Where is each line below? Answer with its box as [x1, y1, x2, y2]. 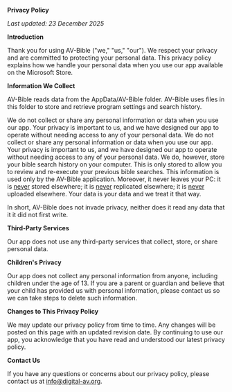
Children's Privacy [7, 258, 62, 266]
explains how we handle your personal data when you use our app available [7, 61, 224, 69]
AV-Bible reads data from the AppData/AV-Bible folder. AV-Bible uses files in [7, 95, 225, 103]
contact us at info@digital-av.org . [7, 377, 102, 385]
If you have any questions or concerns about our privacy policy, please [7, 370, 210, 377]
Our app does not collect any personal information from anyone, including [7, 272, 218, 280]
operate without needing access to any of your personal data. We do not [7, 131, 214, 139]
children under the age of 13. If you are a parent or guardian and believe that [7, 279, 225, 287]
